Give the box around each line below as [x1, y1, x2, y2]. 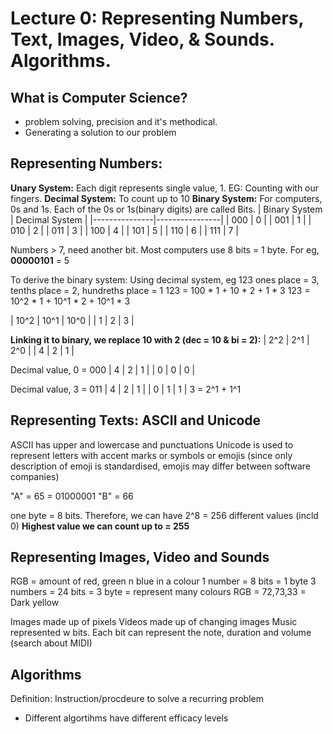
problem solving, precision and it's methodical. [24, 116, 218, 127]
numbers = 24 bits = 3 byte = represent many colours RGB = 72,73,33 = [10, 586, 307, 598]
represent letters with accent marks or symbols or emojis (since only [10, 449, 293, 461]
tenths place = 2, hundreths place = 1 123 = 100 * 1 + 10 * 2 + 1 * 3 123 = [10, 284, 311, 296]
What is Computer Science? [10, 89, 188, 106]
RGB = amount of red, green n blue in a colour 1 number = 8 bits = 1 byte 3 [10, 575, 317, 587]
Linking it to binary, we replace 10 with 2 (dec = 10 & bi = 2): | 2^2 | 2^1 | [10, 333, 310, 346]
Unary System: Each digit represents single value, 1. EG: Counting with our [10, 182, 320, 194]
